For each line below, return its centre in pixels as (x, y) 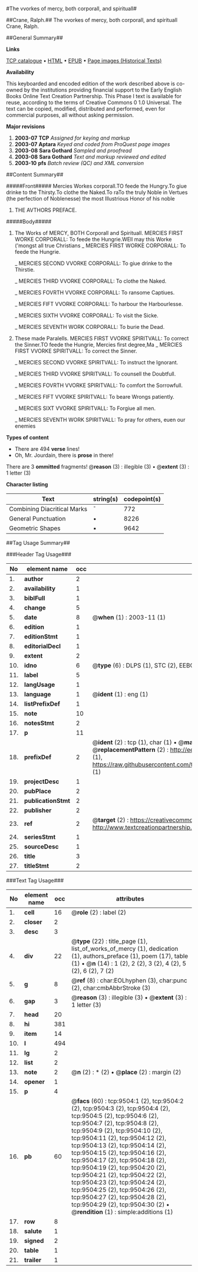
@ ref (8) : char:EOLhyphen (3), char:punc (129, 980)
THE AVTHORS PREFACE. (46, 210)
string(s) (105, 499)
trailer (33, 1260)
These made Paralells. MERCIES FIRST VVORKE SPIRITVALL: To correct (102, 338)
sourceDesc (42, 847)
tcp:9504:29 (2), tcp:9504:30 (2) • (121, 1205)
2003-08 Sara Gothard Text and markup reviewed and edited (90, 157)
